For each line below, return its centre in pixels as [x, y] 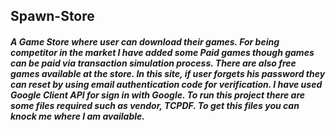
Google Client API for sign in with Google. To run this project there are [158, 95]
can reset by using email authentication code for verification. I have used [166, 84]
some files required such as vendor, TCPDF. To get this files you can [155, 105]
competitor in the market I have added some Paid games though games [162, 52]
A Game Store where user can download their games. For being [145, 41]
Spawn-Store [52, 16]
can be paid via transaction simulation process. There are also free [153, 63]
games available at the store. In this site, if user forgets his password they [168, 73]
